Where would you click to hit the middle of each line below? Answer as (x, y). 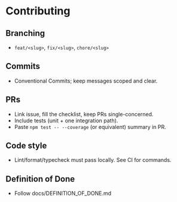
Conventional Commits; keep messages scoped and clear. (86, 81)
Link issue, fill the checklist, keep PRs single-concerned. (84, 114)
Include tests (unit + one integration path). (66, 120)
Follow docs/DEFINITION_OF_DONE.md (63, 194)
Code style (26, 146)
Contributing (38, 11)
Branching (25, 33)
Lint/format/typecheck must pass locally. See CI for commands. (93, 160)
